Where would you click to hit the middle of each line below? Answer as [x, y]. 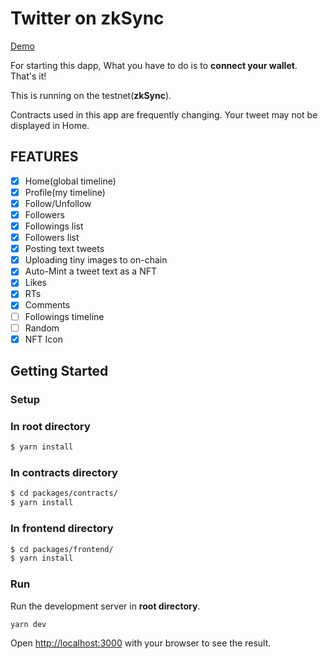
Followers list [52, 238]
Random [42, 328]
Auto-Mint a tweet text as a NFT [91, 271]
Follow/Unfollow [58, 203]
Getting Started [59, 371]
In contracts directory [64, 473]
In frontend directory [62, 529]
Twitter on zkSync [87, 18]
